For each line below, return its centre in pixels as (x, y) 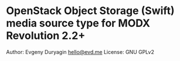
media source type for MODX (78, 23)
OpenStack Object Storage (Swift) (90, 11)
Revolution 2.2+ (46, 36)
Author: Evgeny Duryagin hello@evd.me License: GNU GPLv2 (80, 52)
